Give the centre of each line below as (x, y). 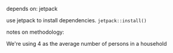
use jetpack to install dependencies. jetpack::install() (76, 20)
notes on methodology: (36, 32)
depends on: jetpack (32, 9)
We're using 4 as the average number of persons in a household (86, 44)
